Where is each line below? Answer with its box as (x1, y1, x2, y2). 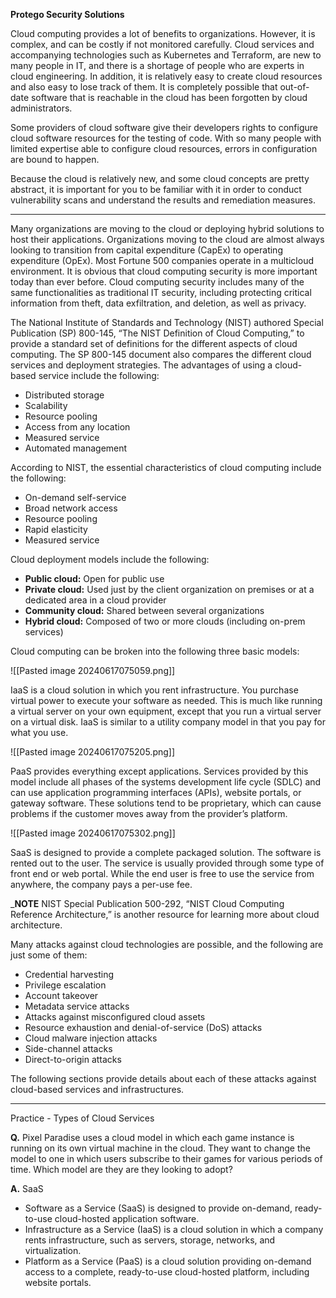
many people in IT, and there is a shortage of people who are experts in (10, 60, 305, 71)
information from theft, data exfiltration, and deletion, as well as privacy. (10, 297, 307, 309)
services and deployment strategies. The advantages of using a (10, 359, 273, 371)
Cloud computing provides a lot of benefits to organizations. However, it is (10, 28, 316, 39)
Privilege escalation (24, 979, 107, 991)
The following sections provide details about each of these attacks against (10, 1073, 317, 1084)
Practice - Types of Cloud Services (10, 1112, 155, 1124)
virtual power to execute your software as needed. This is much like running (10, 695, 323, 706)
